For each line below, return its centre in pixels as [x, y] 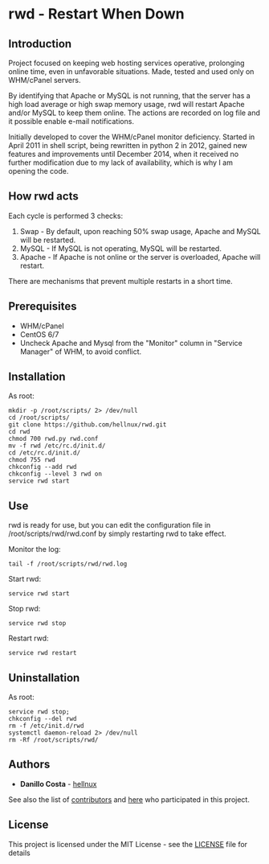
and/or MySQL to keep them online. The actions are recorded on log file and [134, 113]
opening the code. [39, 171]
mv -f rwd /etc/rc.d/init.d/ [57, 446]
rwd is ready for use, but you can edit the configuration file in [110, 525]
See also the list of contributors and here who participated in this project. [129, 799]
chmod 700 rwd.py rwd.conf [53, 439]
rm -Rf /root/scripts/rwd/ [53, 740]
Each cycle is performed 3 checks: [65, 216]
